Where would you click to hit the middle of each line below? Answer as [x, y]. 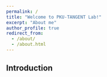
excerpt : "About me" [32, 22]
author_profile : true [33, 28]
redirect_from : [25, 34]
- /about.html [29, 45]
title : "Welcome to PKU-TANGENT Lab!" [54, 17]
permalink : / [22, 11]
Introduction [30, 68]
